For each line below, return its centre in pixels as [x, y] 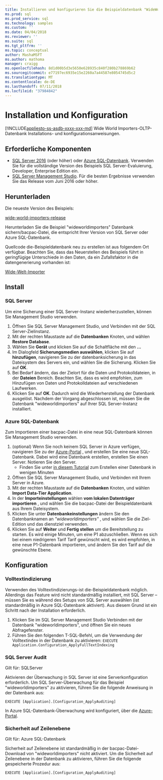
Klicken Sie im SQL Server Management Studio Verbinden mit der [77, 620]
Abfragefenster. [28, 630]
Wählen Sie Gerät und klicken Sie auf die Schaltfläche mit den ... [77, 347]
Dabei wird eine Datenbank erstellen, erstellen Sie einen [92, 457]
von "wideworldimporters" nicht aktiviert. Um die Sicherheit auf [90, 754]
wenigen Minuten [37, 472]
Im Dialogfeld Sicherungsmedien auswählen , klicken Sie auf [73, 352]
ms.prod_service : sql [27, 18]
